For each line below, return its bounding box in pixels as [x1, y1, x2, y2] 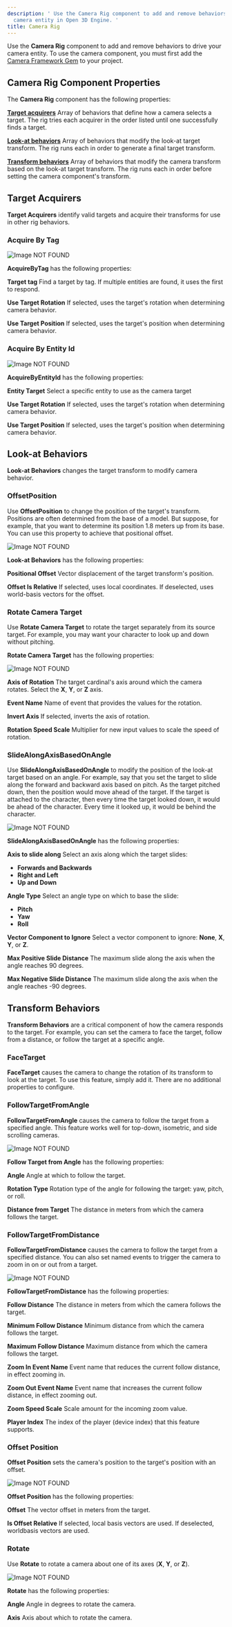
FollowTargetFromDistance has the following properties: [7, 1287, 169, 1295]
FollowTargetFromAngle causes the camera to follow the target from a [7, 1116, 209, 1124]
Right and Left [17, 871, 59, 879]
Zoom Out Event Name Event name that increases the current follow [7, 1384, 202, 1392]
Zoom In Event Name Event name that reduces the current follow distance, [7, 1363, 221, 1371]
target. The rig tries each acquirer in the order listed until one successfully [7, 116, 218, 125]
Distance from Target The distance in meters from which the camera [7, 1205, 204, 1214]
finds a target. [7, 123, 47, 132]
